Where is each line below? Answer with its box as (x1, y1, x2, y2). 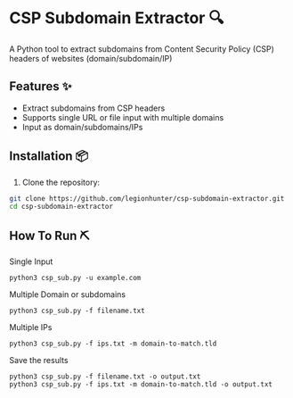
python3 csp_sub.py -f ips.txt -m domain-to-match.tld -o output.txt (9, 380, 273, 389)
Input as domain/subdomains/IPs (21, 121, 143, 132)
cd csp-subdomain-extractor (9, 203, 114, 211)
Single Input (9, 256, 53, 267)
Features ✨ (9, 79, 72, 95)
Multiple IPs (9, 322, 53, 333)
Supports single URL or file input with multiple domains (21, 112, 224, 122)
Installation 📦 (9, 149, 89, 164)
